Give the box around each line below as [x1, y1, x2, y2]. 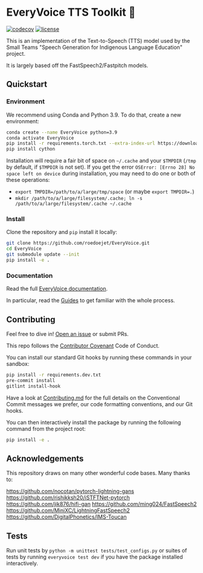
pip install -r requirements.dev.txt [6, 372, 101, 378]
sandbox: [6, 360, 30, 367]
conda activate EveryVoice [6, 135, 74, 141]
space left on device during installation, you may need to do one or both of [6, 170, 196, 177]
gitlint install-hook [6, 383, 61, 389]
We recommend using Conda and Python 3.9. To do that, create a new [6, 111, 181, 118]
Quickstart [6, 79, 48, 89]
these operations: [6, 176, 50, 184]
